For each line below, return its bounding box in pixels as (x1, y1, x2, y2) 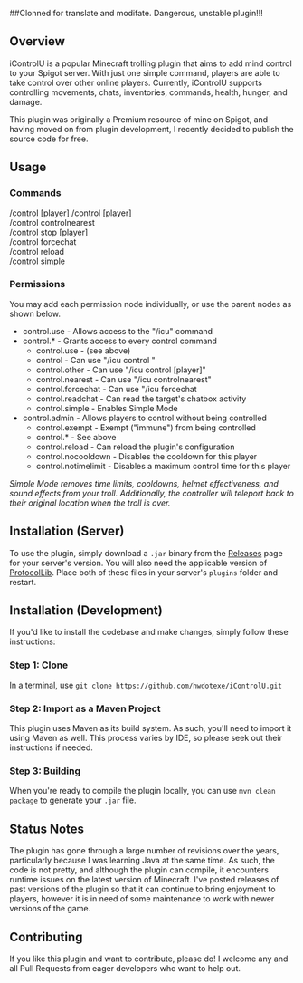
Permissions (9, 278, 66, 291)
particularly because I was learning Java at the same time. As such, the (9, 855, 276, 866)
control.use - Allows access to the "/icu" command (22, 325, 213, 336)
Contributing (9, 929, 83, 945)
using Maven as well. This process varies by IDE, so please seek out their (9, 733, 283, 744)
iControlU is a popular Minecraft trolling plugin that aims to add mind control (9, 58, 292, 69)
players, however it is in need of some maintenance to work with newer (9, 893, 275, 904)
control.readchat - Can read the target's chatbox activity (35, 393, 247, 404)
